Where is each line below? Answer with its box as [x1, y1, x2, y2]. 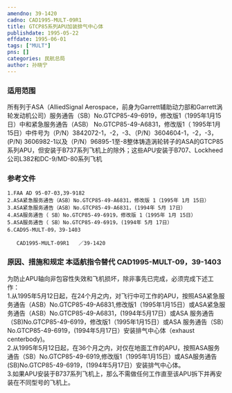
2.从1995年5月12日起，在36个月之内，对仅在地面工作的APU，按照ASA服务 [7, 343, 220, 351]
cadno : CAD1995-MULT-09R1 [7, 17, 82, 24]
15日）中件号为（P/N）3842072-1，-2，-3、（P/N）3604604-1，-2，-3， [7, 129, 217, 137]
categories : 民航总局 [7, 55, 66, 62]
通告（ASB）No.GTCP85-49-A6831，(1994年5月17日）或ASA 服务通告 [12, 309, 215, 317]
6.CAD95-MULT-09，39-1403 [7, 226, 81, 234]
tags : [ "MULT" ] [7, 42, 51, 49]
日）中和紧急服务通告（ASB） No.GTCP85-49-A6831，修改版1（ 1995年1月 [7, 120, 222, 128]
